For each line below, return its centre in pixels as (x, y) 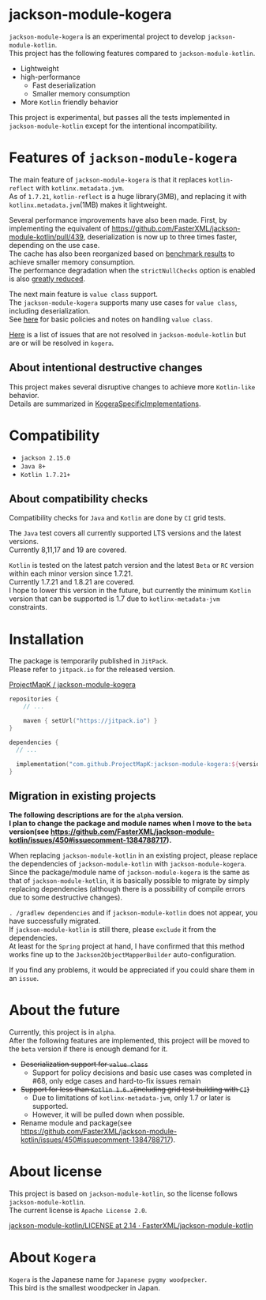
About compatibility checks (79, 499)
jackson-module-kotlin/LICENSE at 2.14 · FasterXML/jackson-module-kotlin (131, 1226)
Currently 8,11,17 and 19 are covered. (68, 550)
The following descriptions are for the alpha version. (96, 815)
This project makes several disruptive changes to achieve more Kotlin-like (132, 387)
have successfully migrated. (55, 921)
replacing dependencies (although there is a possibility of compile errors (127, 889)
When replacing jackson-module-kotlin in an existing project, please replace (133, 855)
